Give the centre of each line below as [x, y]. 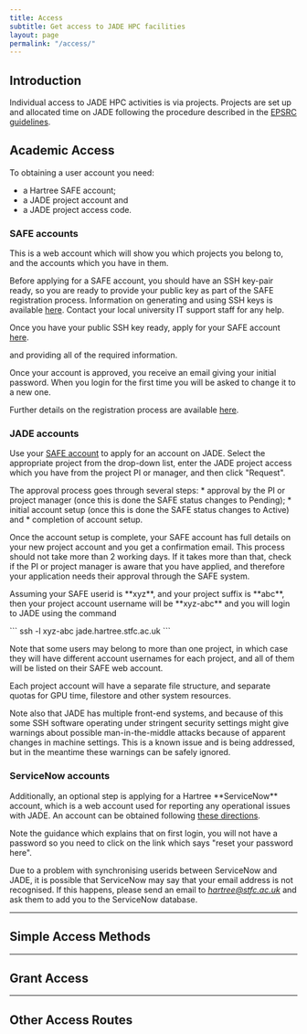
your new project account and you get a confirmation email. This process [147, 547]
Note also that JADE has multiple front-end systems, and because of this [146, 713]
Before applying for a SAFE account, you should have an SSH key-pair [142, 281]
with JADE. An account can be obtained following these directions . [135, 815]
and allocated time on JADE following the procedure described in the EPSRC [153, 112]
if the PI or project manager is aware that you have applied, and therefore [147, 567]
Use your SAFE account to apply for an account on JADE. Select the [138, 453]
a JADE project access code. [77, 209]
